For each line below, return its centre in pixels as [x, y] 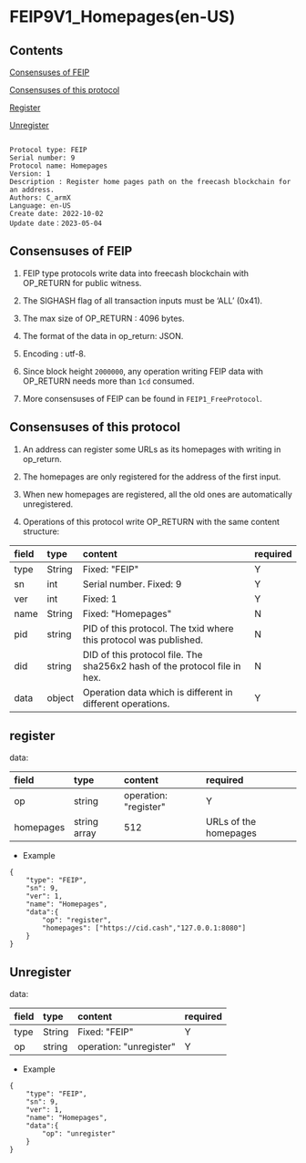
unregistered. [48, 504]
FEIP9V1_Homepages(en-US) [122, 17]
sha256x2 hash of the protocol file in [162, 665]
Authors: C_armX [40, 198]
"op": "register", [77, 921]
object [61, 697]
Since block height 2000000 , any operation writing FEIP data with [143, 371]
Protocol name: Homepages [58, 166]
